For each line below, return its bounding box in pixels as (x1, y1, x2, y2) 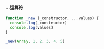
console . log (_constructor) (10, 20, 67, 26)
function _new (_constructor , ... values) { (5, 16, 99, 21)
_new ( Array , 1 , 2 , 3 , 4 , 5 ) (5, 39, 65, 44)
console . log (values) (10, 25, 54, 30)
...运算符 (5, 4, 24, 10)
